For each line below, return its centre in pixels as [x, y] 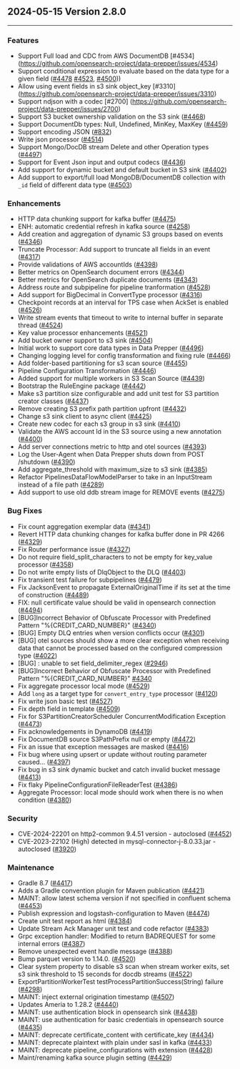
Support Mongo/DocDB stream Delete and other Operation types [113, 147]
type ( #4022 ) [37, 655]
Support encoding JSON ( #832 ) [65, 132]
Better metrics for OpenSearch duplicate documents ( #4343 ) [108, 280]
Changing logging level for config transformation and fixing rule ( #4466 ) [124, 356]
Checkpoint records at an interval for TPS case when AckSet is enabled [123, 302]
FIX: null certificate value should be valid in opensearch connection [117, 602]
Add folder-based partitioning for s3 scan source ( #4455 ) [102, 363]
